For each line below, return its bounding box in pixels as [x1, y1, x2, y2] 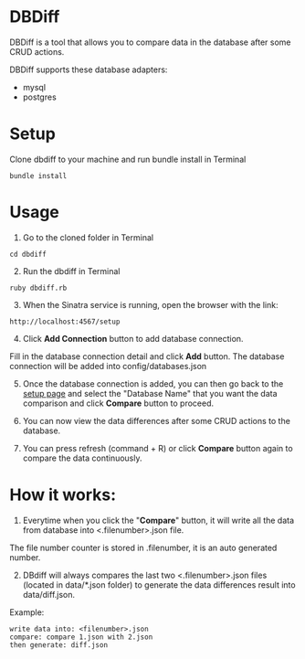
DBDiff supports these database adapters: [9, 64, 168, 75]
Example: [9, 606, 45, 618]
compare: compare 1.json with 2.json [9, 632, 153, 642]
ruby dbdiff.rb [9, 283, 68, 292]
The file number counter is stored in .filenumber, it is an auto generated [9, 542, 278, 553]
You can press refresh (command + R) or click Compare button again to [22, 442, 294, 453]
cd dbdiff [9, 250, 47, 259]
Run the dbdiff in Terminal [22, 265, 121, 276]
